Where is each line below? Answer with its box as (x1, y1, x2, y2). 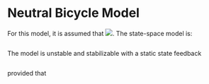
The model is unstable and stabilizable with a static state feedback (7, 49, 202, 57)
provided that (7, 68, 47, 77)
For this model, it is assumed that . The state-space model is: (7, 29, 193, 37)
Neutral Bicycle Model (7, 5, 140, 21)
